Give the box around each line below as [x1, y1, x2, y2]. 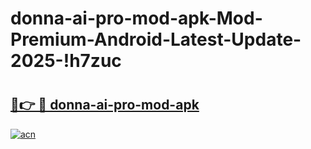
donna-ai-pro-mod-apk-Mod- [10, 7, 263, 30]
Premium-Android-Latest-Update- [10, 28, 302, 51]
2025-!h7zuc [10, 50, 122, 72]
